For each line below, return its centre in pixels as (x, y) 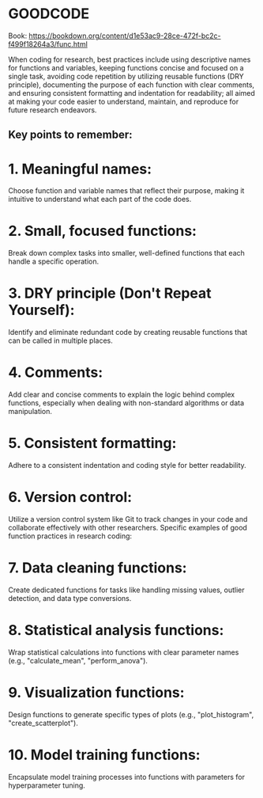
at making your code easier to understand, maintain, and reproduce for (124, 101)
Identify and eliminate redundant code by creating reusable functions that (128, 332)
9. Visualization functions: (96, 693)
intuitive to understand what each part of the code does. (100, 199)
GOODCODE (49, 14)
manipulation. (30, 412)
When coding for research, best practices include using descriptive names (130, 59)
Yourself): (41, 310)
